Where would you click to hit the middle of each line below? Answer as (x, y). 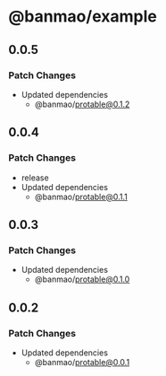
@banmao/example (83, 17)
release (35, 178)
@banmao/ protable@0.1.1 (81, 197)
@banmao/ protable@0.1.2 (82, 104)
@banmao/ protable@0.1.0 (82, 279)
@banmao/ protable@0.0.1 (82, 362)
